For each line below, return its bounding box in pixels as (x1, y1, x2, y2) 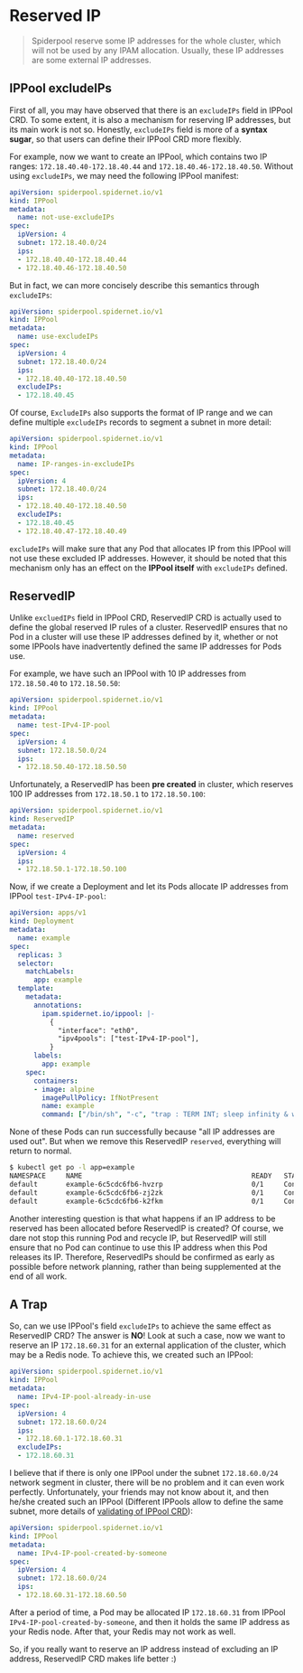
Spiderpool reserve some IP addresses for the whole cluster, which (31, 35, 281, 46)
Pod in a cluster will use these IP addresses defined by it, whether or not (9, 632, 279, 643)
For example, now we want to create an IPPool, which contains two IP (9, 151, 268, 162)
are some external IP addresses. (31, 54, 151, 65)
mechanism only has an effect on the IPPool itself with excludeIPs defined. (9, 562, 289, 573)
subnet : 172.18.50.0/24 (17, 746, 106, 755)
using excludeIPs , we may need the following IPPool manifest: (9, 170, 239, 181)
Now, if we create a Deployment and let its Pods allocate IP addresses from (9, 881, 289, 892)
